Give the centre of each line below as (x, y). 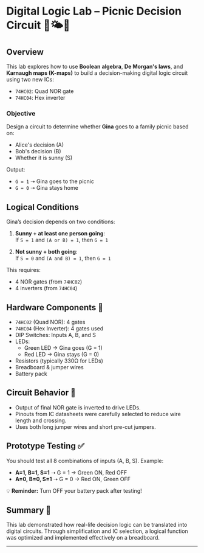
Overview (25, 52)
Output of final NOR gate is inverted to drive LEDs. (78, 407)
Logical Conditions (42, 207)
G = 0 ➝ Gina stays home (47, 188)
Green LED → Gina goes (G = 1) (63, 347)
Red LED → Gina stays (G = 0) (62, 354)
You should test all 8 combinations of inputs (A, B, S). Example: (85, 461)
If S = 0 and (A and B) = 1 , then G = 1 (63, 258)
